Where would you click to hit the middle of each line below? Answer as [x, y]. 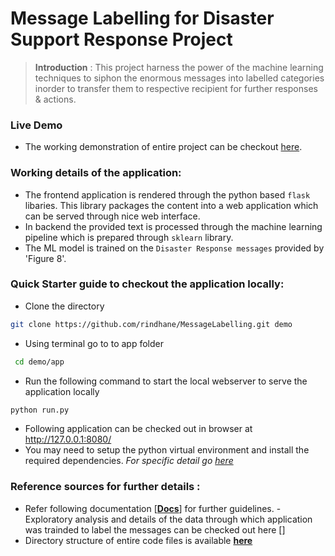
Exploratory [48, 519]
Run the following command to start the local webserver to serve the [166, 381]
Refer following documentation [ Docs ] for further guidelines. [149, 508]
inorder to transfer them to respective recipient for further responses [176, 88]
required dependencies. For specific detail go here [129, 461]
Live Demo [36, 125]
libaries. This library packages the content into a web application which [171, 205]
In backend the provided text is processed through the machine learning [173, 226]
